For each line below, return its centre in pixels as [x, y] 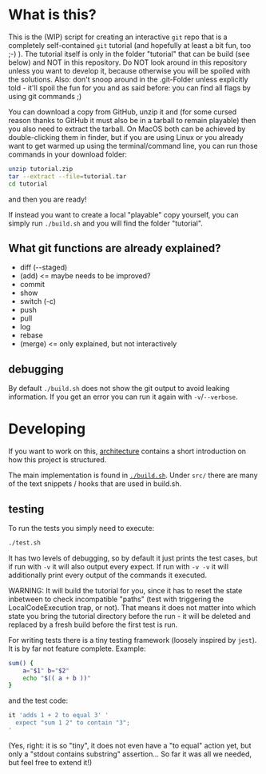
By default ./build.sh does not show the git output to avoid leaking [119, 389]
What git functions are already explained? [115, 248]
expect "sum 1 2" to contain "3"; [73, 723]
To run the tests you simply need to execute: [81, 528]
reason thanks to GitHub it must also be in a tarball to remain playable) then [132, 120]
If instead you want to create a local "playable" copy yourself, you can [123, 214]
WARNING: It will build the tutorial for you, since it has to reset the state [125, 590]
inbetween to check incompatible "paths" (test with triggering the [116, 599]
